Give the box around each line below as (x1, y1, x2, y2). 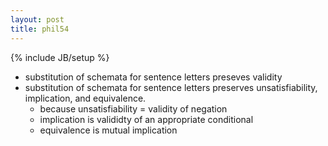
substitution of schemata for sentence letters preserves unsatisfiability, (24, 81, 318, 93)
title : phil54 (10, 24, 70, 34)
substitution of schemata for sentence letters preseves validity (24, 71, 283, 83)
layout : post (10, 14, 65, 25)
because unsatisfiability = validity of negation (39, 102, 228, 115)
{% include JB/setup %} (10, 51, 110, 63)
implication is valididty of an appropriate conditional (39, 113, 254, 125)
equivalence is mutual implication (39, 124, 178, 136)
